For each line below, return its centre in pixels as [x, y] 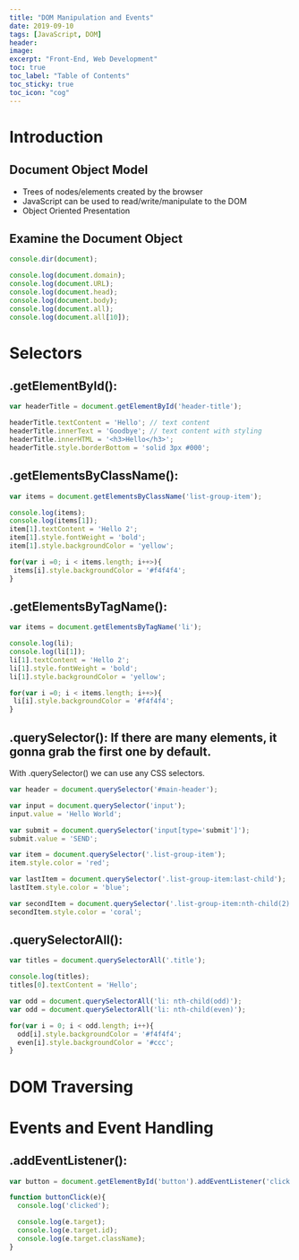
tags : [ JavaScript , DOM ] [56, 34]
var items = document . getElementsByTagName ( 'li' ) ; [106, 627]
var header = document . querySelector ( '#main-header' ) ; [114, 790]
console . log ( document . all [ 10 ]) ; [69, 317]
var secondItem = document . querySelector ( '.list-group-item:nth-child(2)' [152, 903]
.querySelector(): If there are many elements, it [143, 737]
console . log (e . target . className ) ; [81, 1238]
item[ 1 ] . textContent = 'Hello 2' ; [74, 530]
